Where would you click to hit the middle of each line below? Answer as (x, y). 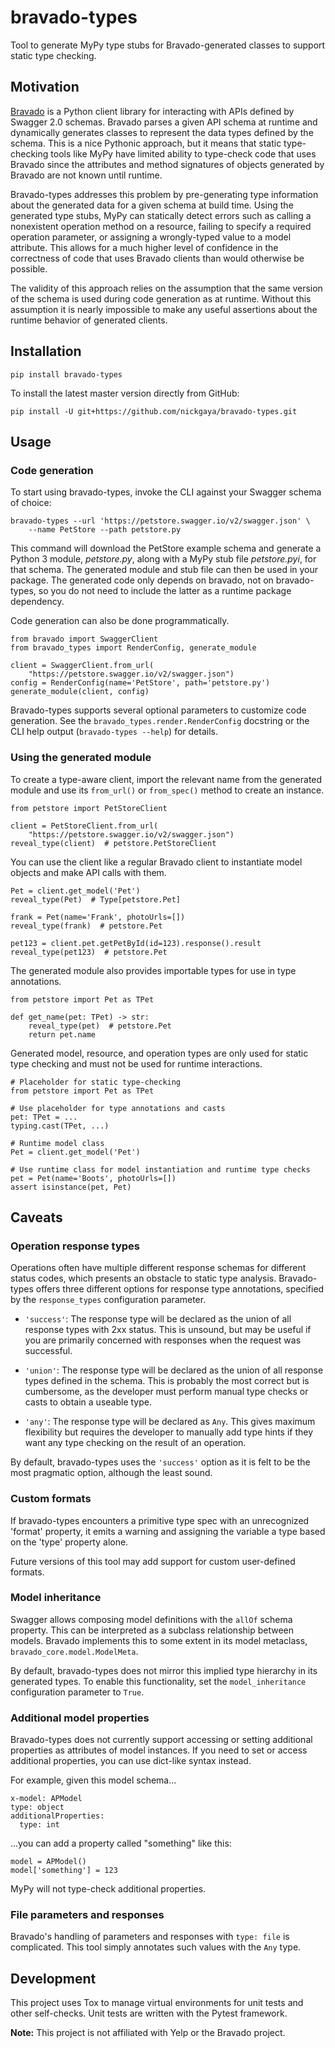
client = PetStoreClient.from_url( (84, 826)
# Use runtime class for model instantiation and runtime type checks (160, 1169)
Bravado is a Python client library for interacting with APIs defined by (152, 111)
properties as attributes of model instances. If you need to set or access (159, 1750)
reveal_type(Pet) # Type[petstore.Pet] (96, 899)
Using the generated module (81, 758)
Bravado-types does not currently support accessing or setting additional (161, 1740)
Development (53, 1978)
